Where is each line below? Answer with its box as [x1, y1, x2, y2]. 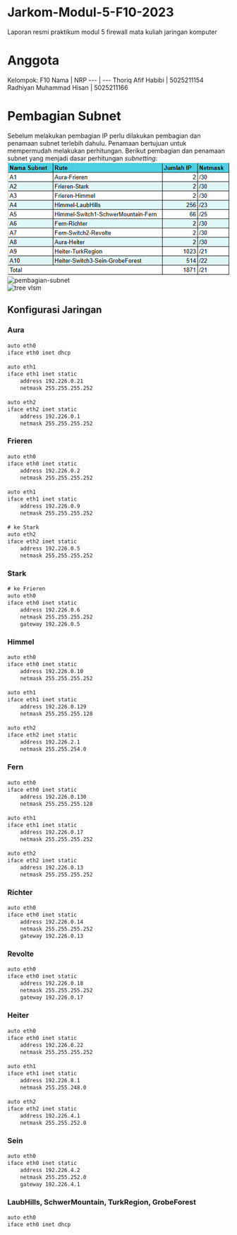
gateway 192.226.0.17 [20, 994, 83, 1001]
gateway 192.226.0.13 [20, 932, 83, 940]
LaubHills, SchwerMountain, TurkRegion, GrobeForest [7, 1197, 196, 1207]
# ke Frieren [7, 585, 46, 592]
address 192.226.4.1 [20, 1112, 80, 1119]
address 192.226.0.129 [20, 703, 87, 710]
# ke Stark [7, 524, 39, 531]
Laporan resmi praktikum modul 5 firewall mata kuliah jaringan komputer [7, 28, 217, 36]
